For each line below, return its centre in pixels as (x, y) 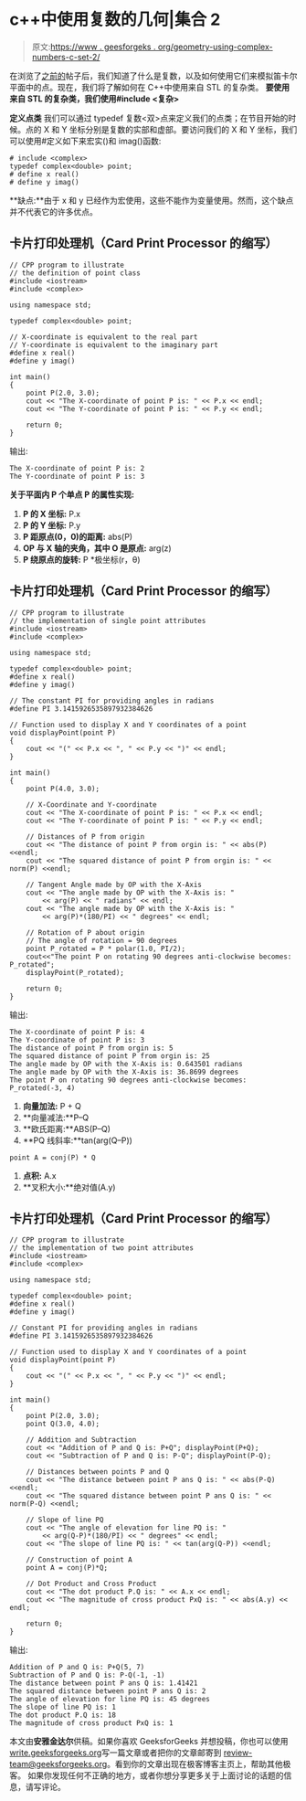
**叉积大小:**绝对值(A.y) (69, 1187)
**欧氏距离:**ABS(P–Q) (67, 1128)
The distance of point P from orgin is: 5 (91, 1048)
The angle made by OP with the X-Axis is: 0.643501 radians (127, 1064)
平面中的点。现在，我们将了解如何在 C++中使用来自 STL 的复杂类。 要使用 (150, 87)
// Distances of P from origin (85, 837)
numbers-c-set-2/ (66, 57)
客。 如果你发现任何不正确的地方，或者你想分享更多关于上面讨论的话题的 (147, 1775)
